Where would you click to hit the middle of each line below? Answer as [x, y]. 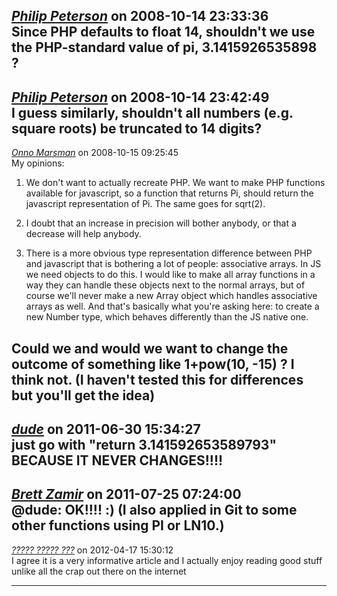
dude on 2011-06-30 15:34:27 [106, 429]
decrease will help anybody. [83, 234]
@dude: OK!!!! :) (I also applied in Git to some [154, 510]
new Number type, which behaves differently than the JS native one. [167, 317]
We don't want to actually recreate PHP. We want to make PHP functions [175, 183]
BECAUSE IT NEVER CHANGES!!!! [117, 460]
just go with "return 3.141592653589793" [144, 444]
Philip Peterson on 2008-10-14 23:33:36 [140, 16]
